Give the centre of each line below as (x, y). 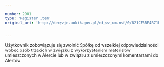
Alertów (13, 61)
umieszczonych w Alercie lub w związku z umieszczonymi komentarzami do (82, 55)
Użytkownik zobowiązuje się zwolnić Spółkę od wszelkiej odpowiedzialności (82, 45)
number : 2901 (18, 14)
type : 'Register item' (28, 18)
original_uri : (20, 23)
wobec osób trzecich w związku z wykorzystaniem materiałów (68, 50)
